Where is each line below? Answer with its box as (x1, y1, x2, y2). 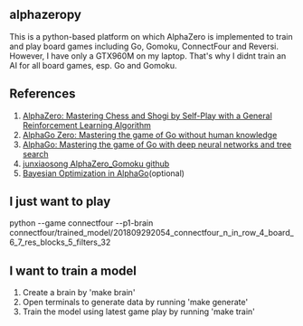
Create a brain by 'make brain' (22, 287, 136, 298)
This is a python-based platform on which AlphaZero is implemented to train (9, 31, 293, 42)
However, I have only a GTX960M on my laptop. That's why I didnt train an (9, 50, 287, 61)
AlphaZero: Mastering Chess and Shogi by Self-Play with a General (22, 110, 273, 121)
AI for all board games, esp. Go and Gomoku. (9, 60, 178, 70)
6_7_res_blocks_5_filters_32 (9, 237, 111, 247)
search (22, 148, 49, 159)
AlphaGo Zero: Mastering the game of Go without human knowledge (22, 129, 278, 140)
